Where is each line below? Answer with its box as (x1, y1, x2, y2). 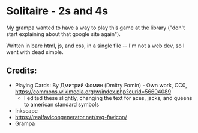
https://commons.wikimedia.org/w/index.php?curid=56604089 (14, 88, 172, 95)
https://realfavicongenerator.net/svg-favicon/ (14, 113, 127, 120)
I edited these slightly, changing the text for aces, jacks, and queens (23, 94, 193, 101)
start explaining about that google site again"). (6, 30, 121, 37)
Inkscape (14, 107, 38, 114)
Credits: (6, 66, 37, 76)
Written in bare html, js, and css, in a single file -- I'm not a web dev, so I (6, 42, 185, 49)
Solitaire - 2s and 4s (6, 4, 109, 18)
